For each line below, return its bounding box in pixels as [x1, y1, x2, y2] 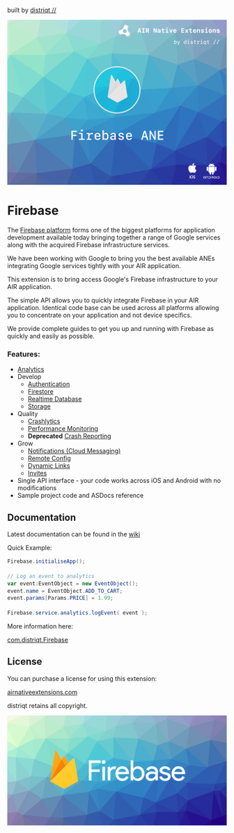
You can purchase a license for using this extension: [7, 674, 157, 683]
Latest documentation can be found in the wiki [7, 530, 141, 538]
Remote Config [27, 454, 71, 463]
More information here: [7, 622, 73, 631]
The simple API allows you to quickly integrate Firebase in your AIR [7, 296, 199, 304]
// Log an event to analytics [7, 573, 95, 580]
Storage [27, 402, 51, 411]
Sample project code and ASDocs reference [17, 492, 144, 500]
